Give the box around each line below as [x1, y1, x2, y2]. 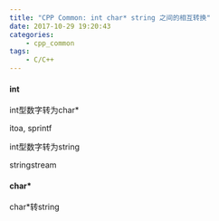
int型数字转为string [9, 141, 80, 152]
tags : [9, 47, 30, 56]
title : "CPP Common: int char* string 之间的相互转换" [9, 13, 211, 23]
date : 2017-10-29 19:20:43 [9, 22, 111, 31]
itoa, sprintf [9, 123, 52, 134]
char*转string [9, 201, 61, 213]
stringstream [9, 159, 57, 170]
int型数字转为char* [9, 105, 80, 116]
